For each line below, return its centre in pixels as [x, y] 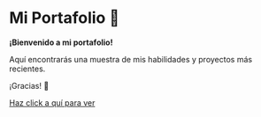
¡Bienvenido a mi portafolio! [61, 42]
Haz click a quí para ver [52, 102]
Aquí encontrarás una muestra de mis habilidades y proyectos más [131, 59]
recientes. [27, 69]
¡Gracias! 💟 [29, 85]
